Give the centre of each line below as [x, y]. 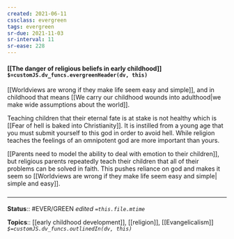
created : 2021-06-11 [37, 14]
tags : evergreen [31, 26]
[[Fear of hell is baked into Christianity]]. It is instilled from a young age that [116, 125]
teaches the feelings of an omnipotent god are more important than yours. [114, 141]
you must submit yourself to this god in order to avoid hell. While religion [111, 133]
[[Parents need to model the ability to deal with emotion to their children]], [113, 154]
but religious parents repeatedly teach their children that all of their [103, 162]
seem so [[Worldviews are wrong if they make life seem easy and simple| [112, 176]
